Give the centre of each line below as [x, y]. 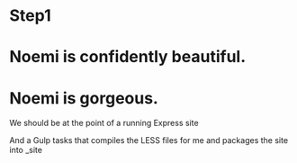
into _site [26, 150]
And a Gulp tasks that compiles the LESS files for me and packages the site [149, 140]
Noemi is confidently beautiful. [127, 57]
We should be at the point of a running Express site [104, 123]
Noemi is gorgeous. [84, 98]
